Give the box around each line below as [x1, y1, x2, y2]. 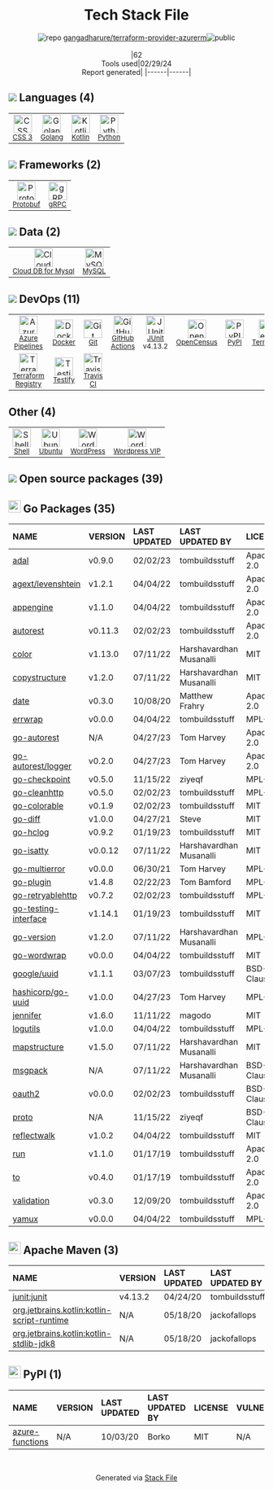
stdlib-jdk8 [12, 1338, 56, 1349]
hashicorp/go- [12, 987, 69, 998]
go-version [12, 931, 57, 943]
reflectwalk [12, 1130, 55, 1142]
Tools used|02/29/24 [101, 59, 172, 68]
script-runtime [12, 1315, 69, 1326]
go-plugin [12, 877, 52, 888]
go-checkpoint [12, 773, 71, 785]
